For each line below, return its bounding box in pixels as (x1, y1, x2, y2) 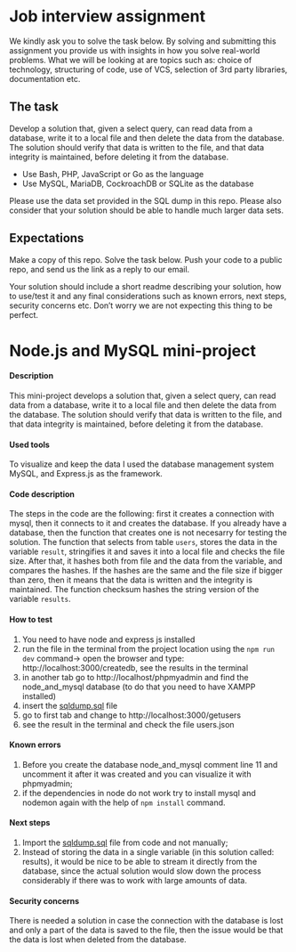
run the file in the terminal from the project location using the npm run (21, 643, 276, 654)
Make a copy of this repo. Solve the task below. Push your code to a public (9, 254, 283, 264)
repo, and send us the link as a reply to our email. (9, 264, 190, 274)
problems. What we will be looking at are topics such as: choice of (9, 54, 252, 65)
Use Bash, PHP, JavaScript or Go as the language (21, 168, 204, 179)
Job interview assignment (9, 6, 206, 27)
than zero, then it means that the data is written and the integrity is (9, 574, 253, 585)
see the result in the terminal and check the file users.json (21, 719, 235, 729)
